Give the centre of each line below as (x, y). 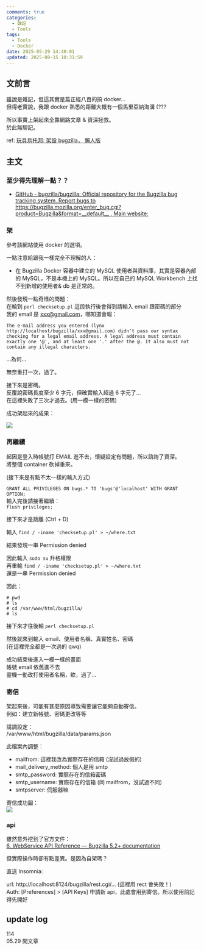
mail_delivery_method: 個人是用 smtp (62, 767)
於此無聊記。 (22, 127)
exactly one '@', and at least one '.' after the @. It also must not (98, 342)
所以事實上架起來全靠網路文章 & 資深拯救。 (60, 120)
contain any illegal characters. (49, 347)
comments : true (26, 12)
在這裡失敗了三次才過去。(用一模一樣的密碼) (62, 401)
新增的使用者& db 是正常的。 (62, 286)
